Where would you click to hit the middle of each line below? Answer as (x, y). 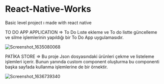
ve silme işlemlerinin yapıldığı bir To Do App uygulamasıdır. (64, 37)
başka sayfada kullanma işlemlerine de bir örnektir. (56, 67)
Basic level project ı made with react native (48, 23)
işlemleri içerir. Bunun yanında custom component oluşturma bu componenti (82, 61)
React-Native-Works (48, 9)
